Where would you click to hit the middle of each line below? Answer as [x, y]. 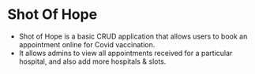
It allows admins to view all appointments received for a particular [126, 53]
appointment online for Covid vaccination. [87, 44]
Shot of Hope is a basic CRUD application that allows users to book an [133, 36]
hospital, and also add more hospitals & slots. [92, 61]
